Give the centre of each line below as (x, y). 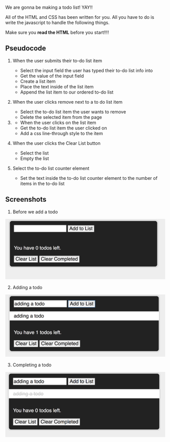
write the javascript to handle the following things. (58, 23)
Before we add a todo (35, 212)
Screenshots (26, 199)
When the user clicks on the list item (58, 122)
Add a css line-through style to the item (61, 133)
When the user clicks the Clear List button (56, 143)
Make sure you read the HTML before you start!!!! (57, 32)
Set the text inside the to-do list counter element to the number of (89, 178)
